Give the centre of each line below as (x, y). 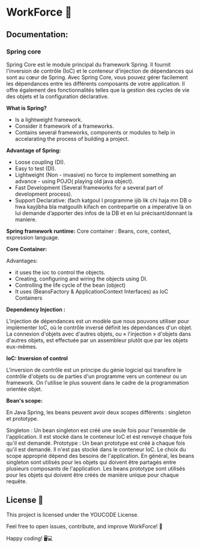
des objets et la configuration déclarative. (58, 96)
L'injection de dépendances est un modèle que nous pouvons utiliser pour (98, 321)
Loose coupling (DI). (40, 162)
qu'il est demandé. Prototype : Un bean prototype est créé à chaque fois (96, 443)
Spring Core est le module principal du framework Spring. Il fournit (89, 64)
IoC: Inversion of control (37, 358)
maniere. (26, 219)
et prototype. (23, 418)
